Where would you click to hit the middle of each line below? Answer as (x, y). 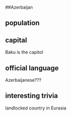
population (22, 23)
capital (16, 40)
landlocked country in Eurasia (36, 108)
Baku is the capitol (24, 52)
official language (32, 68)
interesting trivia (32, 96)
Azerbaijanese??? (23, 80)
